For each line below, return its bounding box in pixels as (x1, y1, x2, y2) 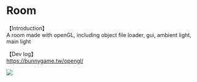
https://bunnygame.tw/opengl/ (6, 57, 84, 64)
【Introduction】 (6, 24, 48, 32)
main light (6, 38, 31, 45)
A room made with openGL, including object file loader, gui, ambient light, (6, 31, 191, 38)
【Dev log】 (6, 50, 37, 58)
